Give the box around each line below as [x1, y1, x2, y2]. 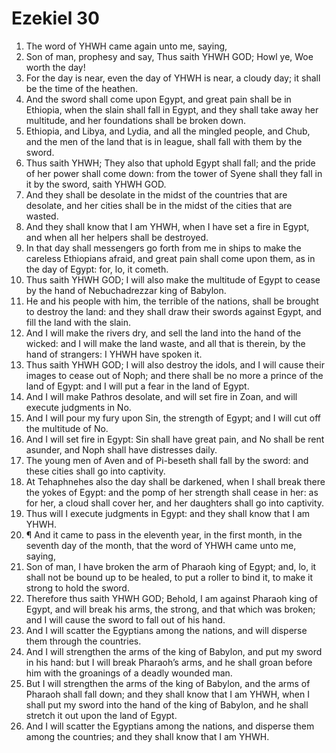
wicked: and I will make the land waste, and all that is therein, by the [25, 337, 306, 349]
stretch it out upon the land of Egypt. [25, 709, 178, 721]
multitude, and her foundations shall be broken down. [25, 114, 247, 126]
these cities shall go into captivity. [25, 465, 166, 477]
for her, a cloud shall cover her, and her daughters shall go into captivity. [25, 497, 325, 509]
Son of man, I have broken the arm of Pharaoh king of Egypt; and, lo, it [25, 560, 317, 572]
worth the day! [25, 61, 86, 73]
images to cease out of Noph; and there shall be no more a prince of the [25, 369, 324, 381]
